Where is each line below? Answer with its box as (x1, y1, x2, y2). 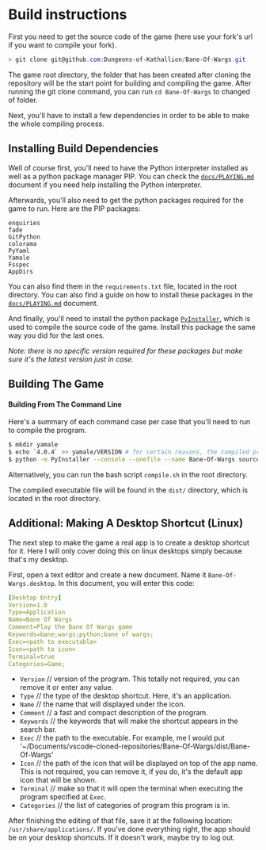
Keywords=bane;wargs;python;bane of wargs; (8, 630, 154, 639)
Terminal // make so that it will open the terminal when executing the (19, 783, 244, 794)
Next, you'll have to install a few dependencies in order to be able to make (8, 110, 250, 120)
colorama (8, 239, 37, 247)
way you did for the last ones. (8, 331, 105, 340)
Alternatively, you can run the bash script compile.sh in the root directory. (8, 469, 248, 479)
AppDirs (8, 267, 34, 275)
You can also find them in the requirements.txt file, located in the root (8, 281, 237, 291)
